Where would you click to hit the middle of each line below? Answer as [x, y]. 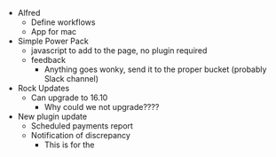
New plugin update [52, 116]
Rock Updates [43, 88]
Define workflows [63, 22]
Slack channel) [71, 78]
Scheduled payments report [82, 126]
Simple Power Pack [53, 41]
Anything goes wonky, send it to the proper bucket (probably [155, 69]
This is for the [69, 145]
